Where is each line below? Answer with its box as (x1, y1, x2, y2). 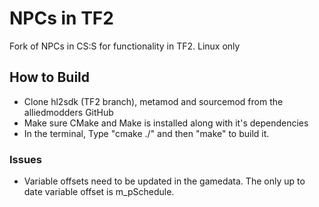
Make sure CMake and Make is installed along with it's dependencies (23, 117, 309, 129)
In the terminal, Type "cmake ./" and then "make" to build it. (23, 127, 270, 139)
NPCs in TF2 (9, 7, 114, 30)
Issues (9, 152, 43, 166)
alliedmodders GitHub (23, 106, 114, 118)
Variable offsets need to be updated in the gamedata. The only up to (23, 175, 306, 187)
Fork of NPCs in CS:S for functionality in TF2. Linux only (9, 40, 241, 52)
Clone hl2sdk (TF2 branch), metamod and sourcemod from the (23, 95, 284, 107)
